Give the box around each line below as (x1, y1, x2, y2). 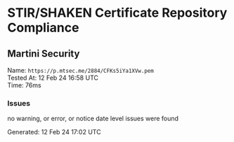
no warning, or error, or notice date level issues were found (7, 114, 179, 123)
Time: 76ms (7, 81, 41, 89)
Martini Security (7, 48, 80, 59)
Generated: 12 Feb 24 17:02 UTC (7, 128, 101, 136)
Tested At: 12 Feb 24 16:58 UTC (7, 73, 98, 82)
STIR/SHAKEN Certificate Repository (7, 5, 228, 21)
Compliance (7, 20, 79, 36)
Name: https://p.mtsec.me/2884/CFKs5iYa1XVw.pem (7, 66, 155, 74)
